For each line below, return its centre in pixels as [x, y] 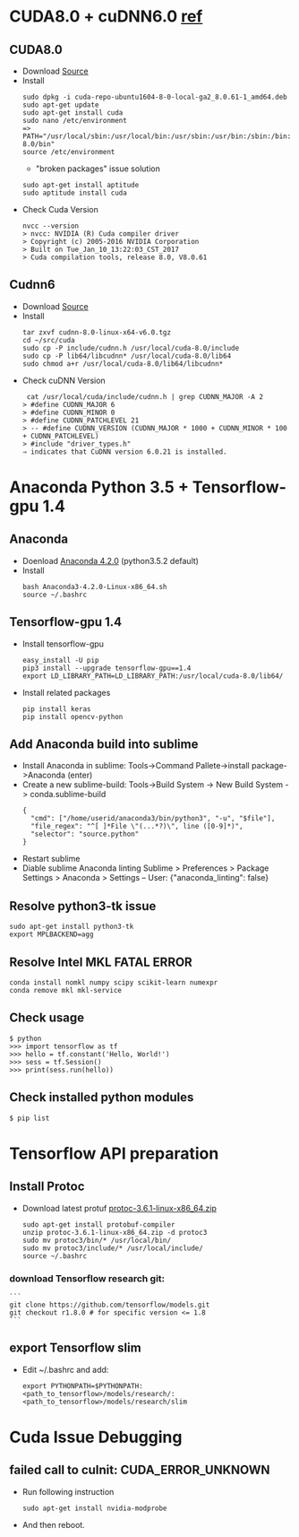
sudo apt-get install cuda [73, 113]
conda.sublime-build [68, 795]
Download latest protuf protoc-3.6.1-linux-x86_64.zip [119, 1208]
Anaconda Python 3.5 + [99, 487]
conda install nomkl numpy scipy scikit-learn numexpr [114, 983]
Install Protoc [47, 1187]
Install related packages [66, 692]
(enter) [80, 775]
